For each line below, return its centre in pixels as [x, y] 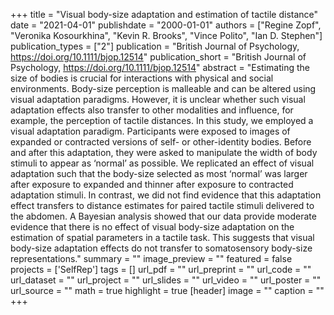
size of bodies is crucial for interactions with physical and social [142, 78]
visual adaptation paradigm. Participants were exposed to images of [150, 131]
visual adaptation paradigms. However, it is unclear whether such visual [158, 99]
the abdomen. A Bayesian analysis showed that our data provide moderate [163, 216]
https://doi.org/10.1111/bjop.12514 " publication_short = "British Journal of [158, 57]
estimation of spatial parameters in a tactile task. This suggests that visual [162, 237]
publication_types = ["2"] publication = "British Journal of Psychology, [155, 46]
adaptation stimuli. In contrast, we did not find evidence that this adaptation [166, 195]
